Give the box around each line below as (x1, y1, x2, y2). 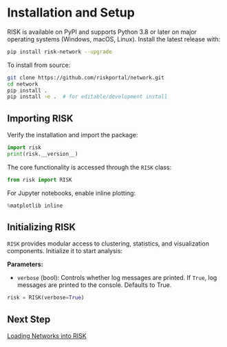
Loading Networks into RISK (7, 332, 87, 340)
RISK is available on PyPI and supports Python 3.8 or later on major (7, 28, 197, 36)
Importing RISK (7, 112, 74, 124)
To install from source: (7, 61, 71, 69)
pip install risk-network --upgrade (7, 48, 112, 55)
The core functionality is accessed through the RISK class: (7, 163, 172, 171)
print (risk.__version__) (7, 150, 78, 157)
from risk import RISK (7, 176, 72, 184)
